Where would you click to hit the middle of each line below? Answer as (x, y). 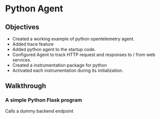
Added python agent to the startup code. (54, 49)
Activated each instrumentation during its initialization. (68, 70)
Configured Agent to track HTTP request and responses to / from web (84, 55)
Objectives (22, 27)
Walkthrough (26, 86)
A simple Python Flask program (44, 100)
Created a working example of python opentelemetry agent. (73, 39)
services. (22, 60)
